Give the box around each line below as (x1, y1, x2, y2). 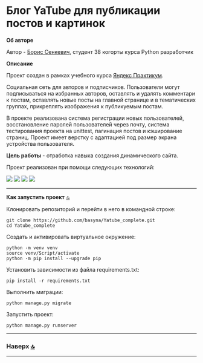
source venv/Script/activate (6, 250, 80, 256)
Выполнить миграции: (6, 288, 63, 295)
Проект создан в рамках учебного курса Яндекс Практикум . (6, 71, 164, 79)
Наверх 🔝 (6, 342, 35, 350)
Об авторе (6, 36, 34, 44)
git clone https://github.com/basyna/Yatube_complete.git (6, 217, 155, 223)
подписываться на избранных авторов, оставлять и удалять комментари (6, 90, 195, 97)
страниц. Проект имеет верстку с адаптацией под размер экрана (6, 134, 177, 141)
